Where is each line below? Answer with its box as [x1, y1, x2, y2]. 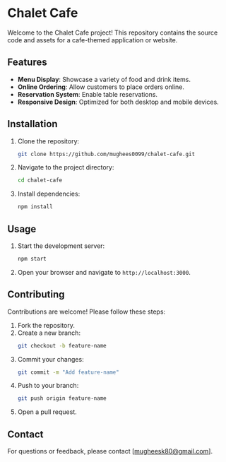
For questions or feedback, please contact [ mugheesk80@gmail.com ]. [7, 447, 213, 456]
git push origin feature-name [17, 395, 107, 402]
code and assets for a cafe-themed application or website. [7, 35, 178, 44]
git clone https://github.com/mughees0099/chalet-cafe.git [17, 150, 196, 158]
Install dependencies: [17, 189, 81, 199]
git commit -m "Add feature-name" [17, 369, 119, 376]
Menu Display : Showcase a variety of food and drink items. [17, 75, 191, 83]
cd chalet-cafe [17, 177, 63, 184]
